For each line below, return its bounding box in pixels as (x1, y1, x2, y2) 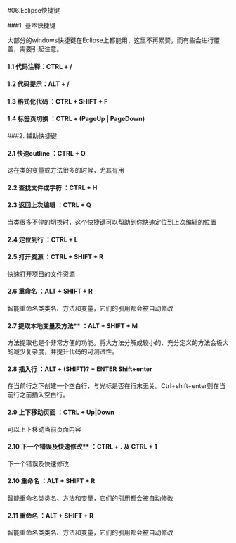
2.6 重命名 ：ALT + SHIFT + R (7, 287, 93, 296)
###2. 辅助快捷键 (7, 131, 58, 139)
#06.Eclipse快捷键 (7, 6, 60, 14)
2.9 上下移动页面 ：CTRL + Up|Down (7, 408, 114, 416)
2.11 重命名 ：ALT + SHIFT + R (7, 511, 93, 520)
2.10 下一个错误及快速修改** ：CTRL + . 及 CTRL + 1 (7, 442, 157, 451)
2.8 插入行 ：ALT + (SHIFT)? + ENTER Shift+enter (7, 365, 152, 373)
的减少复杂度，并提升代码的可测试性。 (7, 347, 118, 356)
